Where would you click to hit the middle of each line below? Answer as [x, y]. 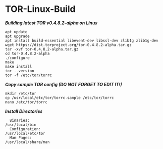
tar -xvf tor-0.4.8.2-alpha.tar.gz [42, 49]
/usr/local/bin [21, 125]
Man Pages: [21, 138]
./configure [17, 58]
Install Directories [24, 111]
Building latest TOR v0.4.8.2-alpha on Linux [51, 23]
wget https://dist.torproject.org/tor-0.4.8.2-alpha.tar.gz [69, 45]
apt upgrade [17, 36]
